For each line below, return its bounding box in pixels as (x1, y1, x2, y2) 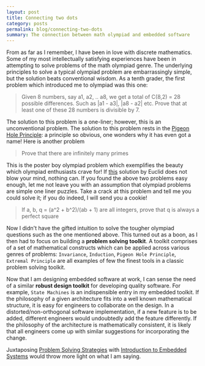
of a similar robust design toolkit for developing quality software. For (6, 282, 181, 289)
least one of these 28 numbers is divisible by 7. (21, 106, 140, 114)
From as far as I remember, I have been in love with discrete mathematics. (6, 49, 193, 56)
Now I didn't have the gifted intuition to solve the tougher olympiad (6, 225, 174, 232)
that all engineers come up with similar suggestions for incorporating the (6, 328, 190, 335)
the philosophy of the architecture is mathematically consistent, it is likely (6, 321, 191, 329)
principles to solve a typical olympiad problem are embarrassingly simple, (6, 68, 192, 76)
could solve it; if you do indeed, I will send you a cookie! (6, 194, 148, 201)
